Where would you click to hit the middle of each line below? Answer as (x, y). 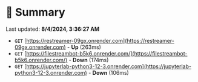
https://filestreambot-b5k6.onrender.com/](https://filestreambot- (107, 53)
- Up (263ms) (84, 47)
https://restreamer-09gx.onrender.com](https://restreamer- (101, 40)
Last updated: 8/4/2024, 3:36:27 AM (53, 29)
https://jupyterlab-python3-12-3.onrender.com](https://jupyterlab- (109, 66)
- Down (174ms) (89, 60)
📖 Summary (35, 12)
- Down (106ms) (109, 72)
